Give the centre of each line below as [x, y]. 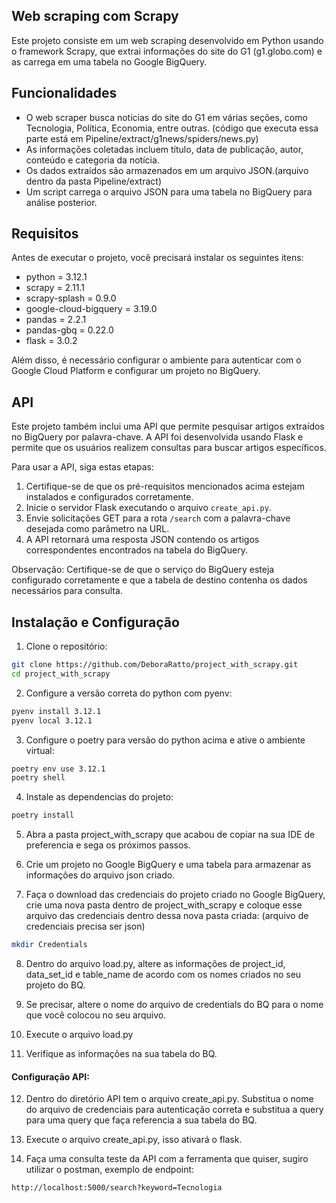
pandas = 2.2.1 [56, 320]
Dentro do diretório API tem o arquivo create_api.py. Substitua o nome [169, 1099]
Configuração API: [50, 1076]
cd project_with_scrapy [61, 674]
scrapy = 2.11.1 [55, 288]
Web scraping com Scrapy [95, 16]
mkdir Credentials [49, 945]
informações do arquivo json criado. [100, 875]
